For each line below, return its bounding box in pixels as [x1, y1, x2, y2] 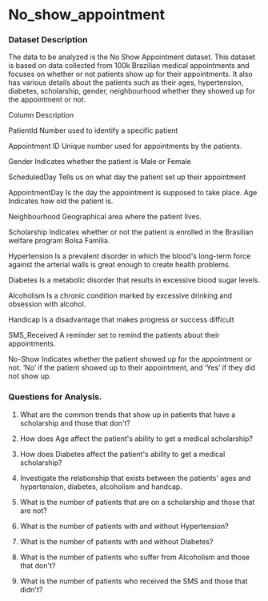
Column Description [8, 110, 74, 120]
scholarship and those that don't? [19, 418, 130, 427]
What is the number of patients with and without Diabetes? [19, 536, 214, 546]
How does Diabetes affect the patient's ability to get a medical [19, 449, 226, 459]
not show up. [8, 371, 52, 381]
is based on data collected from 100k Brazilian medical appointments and [8, 61, 250, 70]
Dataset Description [8, 34, 88, 46]
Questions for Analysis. [8, 391, 102, 403]
